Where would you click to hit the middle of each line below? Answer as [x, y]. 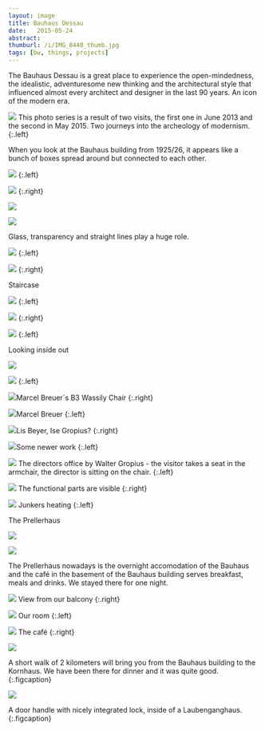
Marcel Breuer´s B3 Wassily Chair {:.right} [85, 397]
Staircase [24, 285]
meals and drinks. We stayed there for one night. [89, 583]
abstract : [25, 38]
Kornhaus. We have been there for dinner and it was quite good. [114, 671]
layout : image [32, 16]
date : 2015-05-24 [41, 30]
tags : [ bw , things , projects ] [59, 53]
